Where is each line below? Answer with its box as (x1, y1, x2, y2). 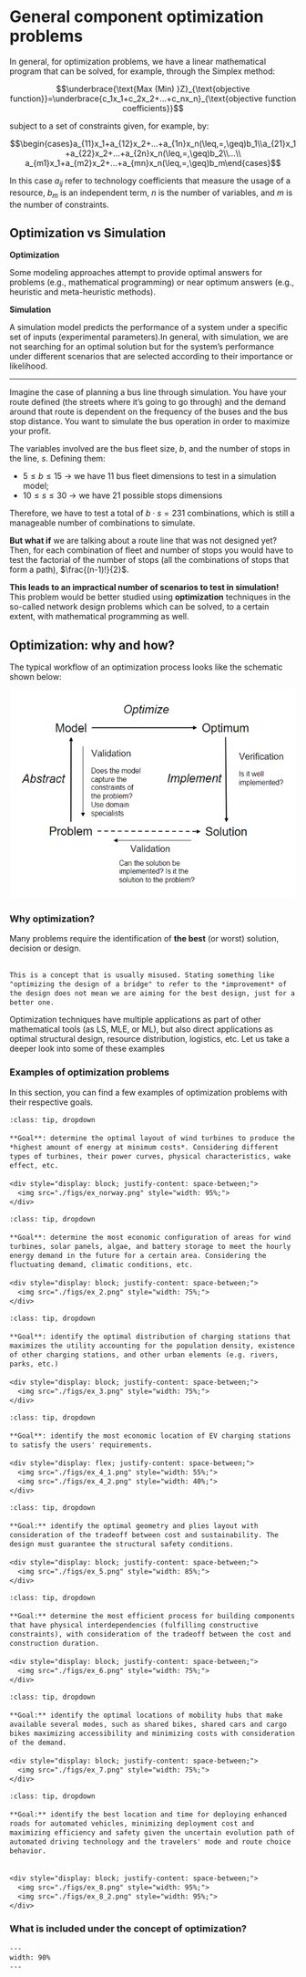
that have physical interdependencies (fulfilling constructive (9, 1620, 259, 1629)
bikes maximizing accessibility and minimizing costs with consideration (9, 1729, 296, 1738)
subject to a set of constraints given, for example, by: (9, 120, 209, 131)
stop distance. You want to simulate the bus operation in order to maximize (9, 416, 291, 427)
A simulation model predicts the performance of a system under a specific (9, 322, 289, 333)
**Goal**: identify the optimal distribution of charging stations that (9, 1332, 291, 1341)
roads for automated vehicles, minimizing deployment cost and (9, 1818, 255, 1828)
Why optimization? (9, 912, 96, 925)
